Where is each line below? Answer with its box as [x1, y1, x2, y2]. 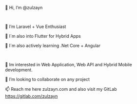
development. [5, 67, 33, 73]
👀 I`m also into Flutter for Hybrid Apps [5, 33, 81, 39]
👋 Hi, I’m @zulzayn [5, 5, 43, 10]
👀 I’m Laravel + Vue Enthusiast [5, 24, 66, 29]
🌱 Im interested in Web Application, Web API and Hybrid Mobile [5, 62, 133, 67]
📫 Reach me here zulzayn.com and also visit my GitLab [5, 86, 117, 92]
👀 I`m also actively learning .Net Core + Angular [5, 43, 101, 49]
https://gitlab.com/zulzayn [5, 93, 58, 99]
